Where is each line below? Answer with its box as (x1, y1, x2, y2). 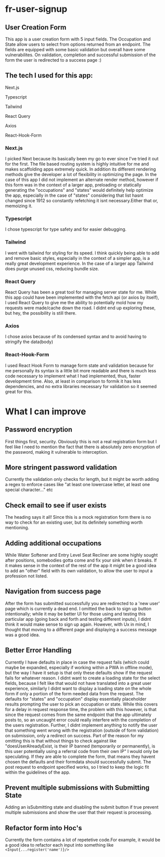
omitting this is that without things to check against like (5, 738, 117, 744)
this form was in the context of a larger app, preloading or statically (5, 182, 142, 188)
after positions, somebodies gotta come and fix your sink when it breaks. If (5, 557, 157, 563)
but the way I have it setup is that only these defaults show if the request (5, 670, 153, 676)
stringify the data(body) (5, 339, 53, 345)
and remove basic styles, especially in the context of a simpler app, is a (5, 255, 150, 261)
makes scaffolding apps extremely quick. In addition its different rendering (5, 166, 156, 172)
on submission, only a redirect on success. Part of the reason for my (5, 732, 144, 738)
